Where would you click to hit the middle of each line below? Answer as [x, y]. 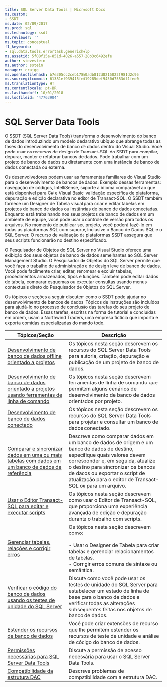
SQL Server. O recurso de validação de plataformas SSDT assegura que [79, 235]
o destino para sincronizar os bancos [112, 467]
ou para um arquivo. [103, 486]
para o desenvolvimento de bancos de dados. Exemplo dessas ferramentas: [83, 182]
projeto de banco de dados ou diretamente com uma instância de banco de [82, 162]
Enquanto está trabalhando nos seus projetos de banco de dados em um [80, 214]
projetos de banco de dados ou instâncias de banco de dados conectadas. [82, 209]
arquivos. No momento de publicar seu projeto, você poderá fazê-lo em [79, 225]
